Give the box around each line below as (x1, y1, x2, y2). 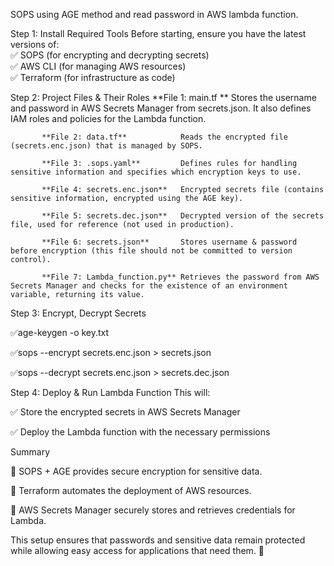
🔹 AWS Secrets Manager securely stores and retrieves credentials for (10, 504, 296, 516)
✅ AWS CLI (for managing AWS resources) (10, 60, 187, 72)
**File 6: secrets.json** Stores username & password (41, 237, 298, 247)
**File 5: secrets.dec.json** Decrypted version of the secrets (41, 211, 325, 221)
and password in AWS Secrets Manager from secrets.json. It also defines (10, 102, 312, 114)
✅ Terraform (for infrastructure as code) (10, 72, 176, 83)
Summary (10, 446, 51, 458)
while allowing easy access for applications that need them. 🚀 (10, 545, 265, 556)
